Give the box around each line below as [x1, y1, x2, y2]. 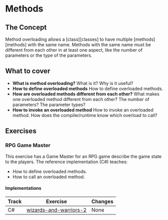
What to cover [5, 67, 51, 75]
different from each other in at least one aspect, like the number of [5, 47, 143, 53]
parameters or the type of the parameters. [5, 52, 93, 58]
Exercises [5, 127, 37, 136]
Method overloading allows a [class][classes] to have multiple [5, 36, 133, 42]
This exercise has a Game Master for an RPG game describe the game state [5, 153, 162, 159]
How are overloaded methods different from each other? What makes [12, 91, 159, 97]
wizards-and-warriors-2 [27, 206, 87, 213]
